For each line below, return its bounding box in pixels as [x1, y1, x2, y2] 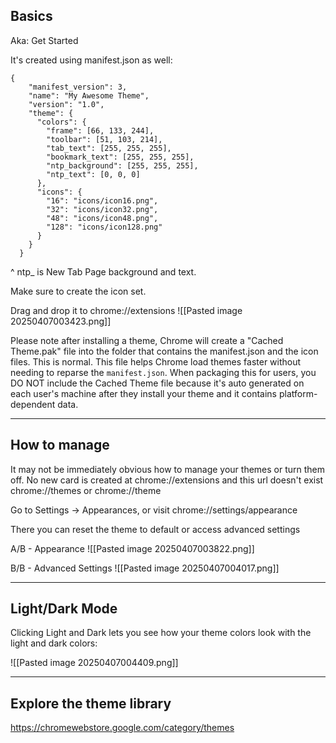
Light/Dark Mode [10, 600, 118, 618]
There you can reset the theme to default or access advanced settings [10, 523, 301, 535]
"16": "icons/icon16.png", [46, 195, 159, 206]
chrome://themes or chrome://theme [10, 484, 162, 496]
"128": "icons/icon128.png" [46, 222, 163, 232]
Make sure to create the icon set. [10, 285, 147, 297]
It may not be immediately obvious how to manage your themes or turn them [10, 463, 326, 475]
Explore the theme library [10, 695, 172, 712]
